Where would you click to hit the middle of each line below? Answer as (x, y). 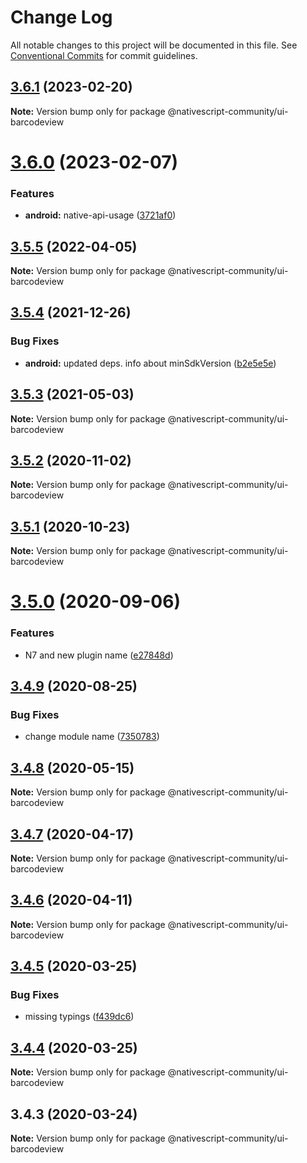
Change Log (61, 17)
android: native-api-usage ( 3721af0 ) (100, 215)
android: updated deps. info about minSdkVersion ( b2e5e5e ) (150, 363)
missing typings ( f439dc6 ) (79, 1017)
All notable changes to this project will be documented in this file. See (154, 45)
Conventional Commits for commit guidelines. (104, 55)
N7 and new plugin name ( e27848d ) (99, 655)
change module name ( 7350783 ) (92, 737)
